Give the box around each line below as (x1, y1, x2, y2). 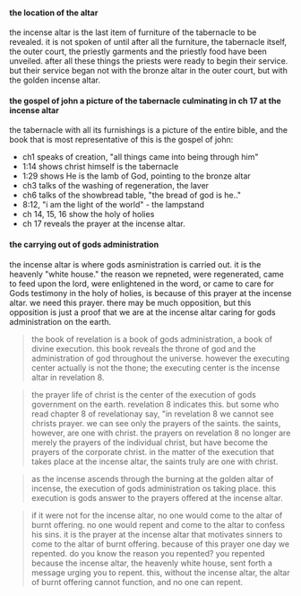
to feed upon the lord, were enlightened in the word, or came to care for (9, 278, 275, 289)
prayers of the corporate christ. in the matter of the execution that (30, 446, 275, 457)
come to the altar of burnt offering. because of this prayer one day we (30, 539, 289, 549)
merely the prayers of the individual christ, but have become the (30, 436, 269, 448)
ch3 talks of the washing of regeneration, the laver (21, 180, 209, 191)
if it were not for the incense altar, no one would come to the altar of (30, 510, 283, 521)
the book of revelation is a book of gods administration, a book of (30, 333, 273, 345)
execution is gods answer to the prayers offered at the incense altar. (30, 492, 284, 503)
